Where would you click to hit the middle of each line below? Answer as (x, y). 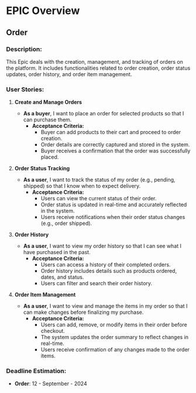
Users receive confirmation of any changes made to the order (115, 350)
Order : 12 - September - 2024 (51, 384)
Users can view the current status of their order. (99, 199)
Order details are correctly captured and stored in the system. (115, 145)
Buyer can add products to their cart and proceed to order (111, 132)
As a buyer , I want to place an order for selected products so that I (104, 114)
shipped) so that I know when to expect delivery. (82, 186)
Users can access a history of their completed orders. (106, 265)
